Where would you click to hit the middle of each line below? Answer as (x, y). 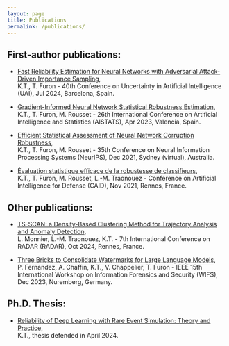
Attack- (210, 72)
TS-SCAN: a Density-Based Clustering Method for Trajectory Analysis (117, 224)
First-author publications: (64, 55)
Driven (27, 79)
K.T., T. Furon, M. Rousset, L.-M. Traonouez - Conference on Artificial (117, 179)
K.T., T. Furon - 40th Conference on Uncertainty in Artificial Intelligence (119, 86)
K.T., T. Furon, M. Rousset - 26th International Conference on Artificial (117, 115)
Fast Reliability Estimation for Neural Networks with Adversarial (107, 72)
